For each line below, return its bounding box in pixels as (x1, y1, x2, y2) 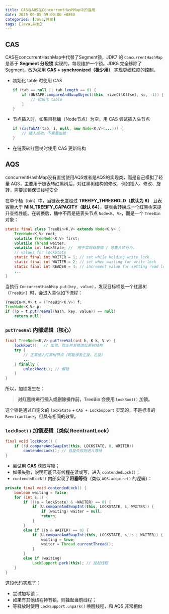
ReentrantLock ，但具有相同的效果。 (5, 413, 79, 419)
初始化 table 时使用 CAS (12, 78, 62, 84)
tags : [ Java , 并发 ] (5, 21, 42, 27)
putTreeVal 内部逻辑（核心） (5, 326, 74, 333)
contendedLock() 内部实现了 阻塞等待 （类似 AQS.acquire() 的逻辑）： (12, 475, 152, 481)
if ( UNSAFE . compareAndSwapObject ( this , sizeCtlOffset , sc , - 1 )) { (22, 92, 164, 97)
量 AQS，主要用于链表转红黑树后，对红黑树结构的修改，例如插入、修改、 (5, 180, 157, 187)
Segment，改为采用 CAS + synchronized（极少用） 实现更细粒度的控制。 (5, 67, 158, 73)
